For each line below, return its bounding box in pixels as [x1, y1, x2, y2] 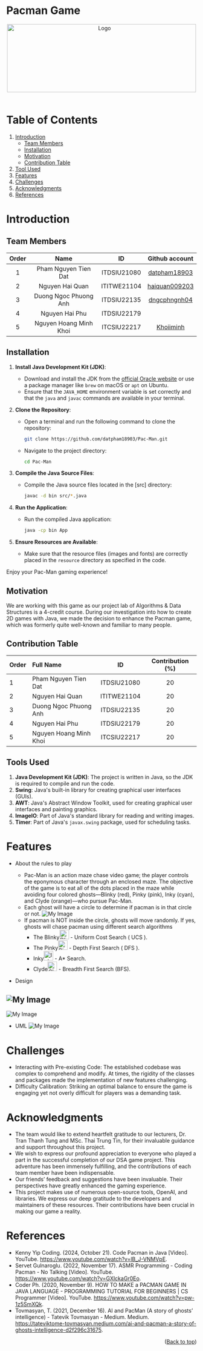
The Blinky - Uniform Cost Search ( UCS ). [33, 934, 148, 941]
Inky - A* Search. [33, 955, 86, 962]
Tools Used [6, 757, 50, 768]
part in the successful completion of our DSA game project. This [14, 1157, 175, 1164]
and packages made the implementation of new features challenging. [14, 1077, 188, 1084]
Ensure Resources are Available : [14, 539, 98, 546]
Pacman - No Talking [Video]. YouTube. [14, 1269, 114, 1276]
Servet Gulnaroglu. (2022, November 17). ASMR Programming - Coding [14, 1262, 193, 1269]
